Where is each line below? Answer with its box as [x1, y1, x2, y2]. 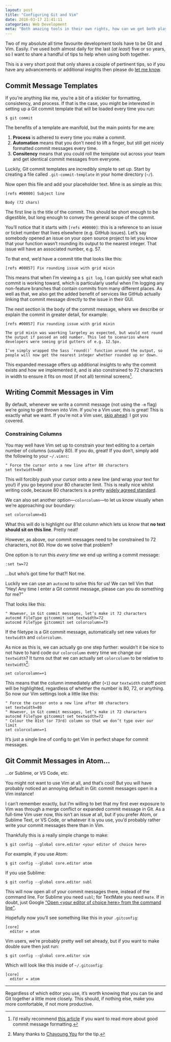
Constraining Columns [5, 430, 62, 437]
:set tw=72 [5, 561, 28, 566]
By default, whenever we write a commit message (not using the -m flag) [5, 401, 157, 408]
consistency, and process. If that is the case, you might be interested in [5, 100, 155, 106]
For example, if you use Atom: [5, 851, 68, 857]
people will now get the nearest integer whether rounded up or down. [5, 352, 158, 357]
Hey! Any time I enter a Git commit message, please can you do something [7, 586, 164, 592]
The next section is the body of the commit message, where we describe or [5, 306, 164, 312]
